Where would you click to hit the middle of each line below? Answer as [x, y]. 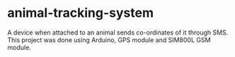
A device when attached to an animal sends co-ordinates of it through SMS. [118, 32]
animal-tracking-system [81, 13]
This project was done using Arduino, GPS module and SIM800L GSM [109, 39]
